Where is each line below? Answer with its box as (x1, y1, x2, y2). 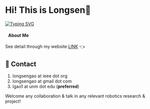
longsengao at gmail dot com (12, 78, 72, 84)
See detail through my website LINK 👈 (5, 44, 85, 50)
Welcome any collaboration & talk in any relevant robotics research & (5, 93, 146, 99)
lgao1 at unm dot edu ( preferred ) (12, 83, 80, 89)
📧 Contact (5, 59, 37, 68)
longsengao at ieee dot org (12, 73, 68, 79)
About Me (8, 32, 29, 38)
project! (5, 98, 21, 104)
